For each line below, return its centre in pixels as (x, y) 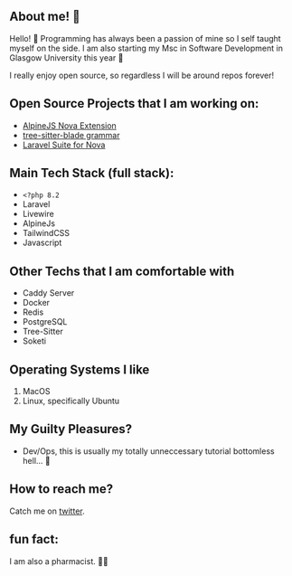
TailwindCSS (46, 233)
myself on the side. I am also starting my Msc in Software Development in (146, 48)
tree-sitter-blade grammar (71, 135)
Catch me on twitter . (47, 511)
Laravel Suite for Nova (64, 145)
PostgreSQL (45, 322)
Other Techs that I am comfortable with (122, 271)
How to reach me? (61, 489)
